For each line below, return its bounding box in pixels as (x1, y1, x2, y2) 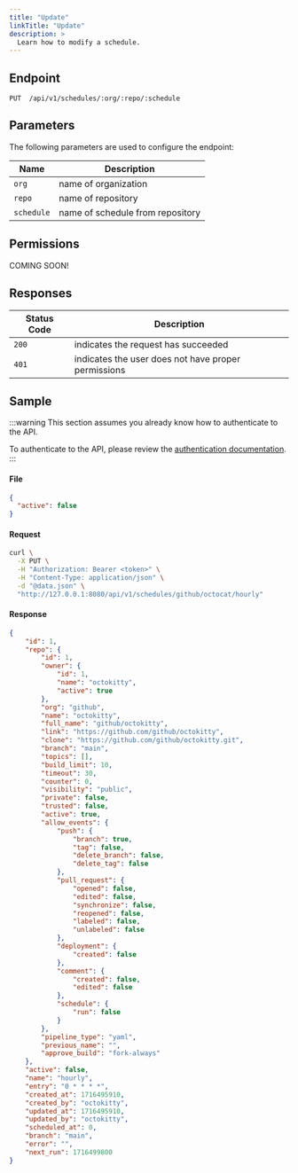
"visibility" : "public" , (41, 786, 133, 794)
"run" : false (72, 1008, 122, 1017)
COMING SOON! (9, 260, 69, 270)
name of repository (59, 192, 139, 204)
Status (25, 312, 55, 325)
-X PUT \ (17, 557, 50, 566)
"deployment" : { (56, 942, 117, 951)
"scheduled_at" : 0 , (25, 1123, 98, 1132)
